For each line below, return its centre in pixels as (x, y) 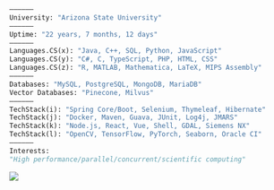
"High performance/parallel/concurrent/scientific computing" (128, 159)
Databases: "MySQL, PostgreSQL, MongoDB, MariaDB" (106, 84)
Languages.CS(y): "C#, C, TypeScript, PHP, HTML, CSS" (114, 59)
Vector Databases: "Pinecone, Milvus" (81, 92)
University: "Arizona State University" (86, 17)
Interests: (30, 151)
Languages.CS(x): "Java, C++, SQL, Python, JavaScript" (116, 51)
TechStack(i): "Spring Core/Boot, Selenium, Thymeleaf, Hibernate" (138, 109)
